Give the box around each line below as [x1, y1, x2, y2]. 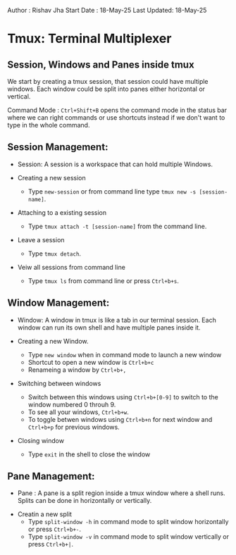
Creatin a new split [17, 510, 73, 518]
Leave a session [17, 235, 65, 244]
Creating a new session [17, 173, 86, 182]
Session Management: [7, 141, 108, 154]
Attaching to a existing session [17, 208, 107, 217]
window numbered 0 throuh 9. [27, 400, 116, 409]
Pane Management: [7, 470, 95, 482]
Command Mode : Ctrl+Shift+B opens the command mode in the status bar [7, 106, 228, 114]
